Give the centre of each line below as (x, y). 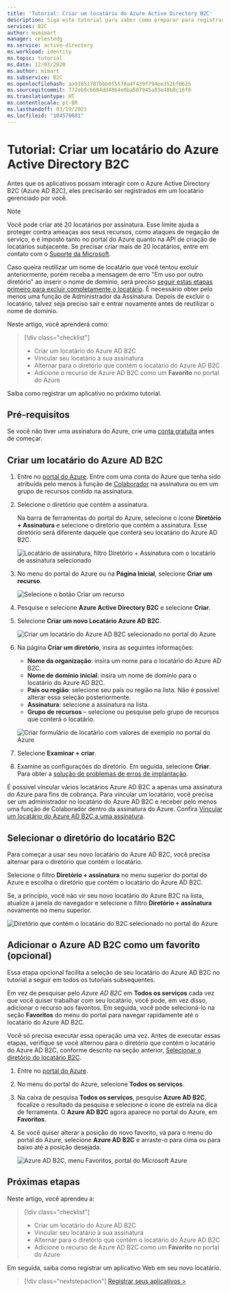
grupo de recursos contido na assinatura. (75, 491)
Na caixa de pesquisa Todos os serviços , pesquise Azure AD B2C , (112, 1097)
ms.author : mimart (33, 71)
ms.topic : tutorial (35, 58)
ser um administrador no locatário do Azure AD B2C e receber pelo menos (112, 802)
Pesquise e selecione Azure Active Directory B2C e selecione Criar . (114, 608)
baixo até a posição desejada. (59, 1147)
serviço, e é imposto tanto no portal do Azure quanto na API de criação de (112, 239)
